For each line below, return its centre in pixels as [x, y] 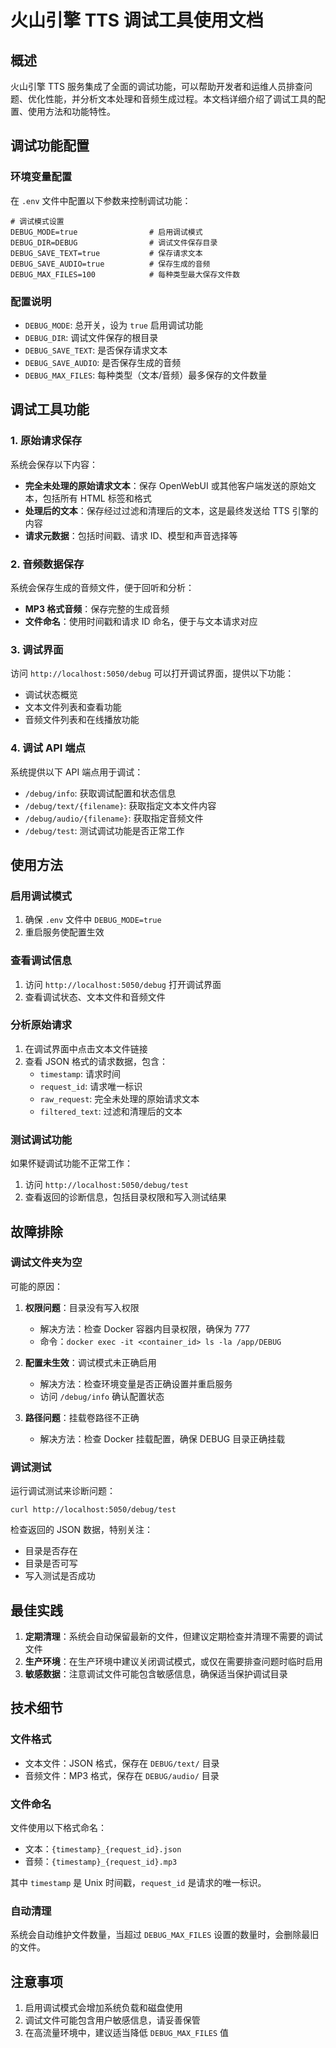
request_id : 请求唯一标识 [91, 1086]
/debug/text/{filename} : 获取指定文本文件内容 [120, 805]
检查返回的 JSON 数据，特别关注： [82, 1530]
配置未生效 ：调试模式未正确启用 [90, 1362]
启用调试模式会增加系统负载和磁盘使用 [103, 2008]
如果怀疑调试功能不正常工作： [71, 1163]
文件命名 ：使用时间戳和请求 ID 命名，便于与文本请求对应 [141, 621]
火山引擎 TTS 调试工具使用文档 [137, 20]
